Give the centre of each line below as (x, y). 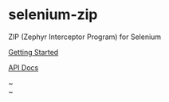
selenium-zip (53, 15)
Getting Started (33, 52)
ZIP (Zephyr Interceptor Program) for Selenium (85, 37)
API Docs (24, 67)
